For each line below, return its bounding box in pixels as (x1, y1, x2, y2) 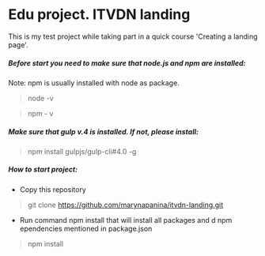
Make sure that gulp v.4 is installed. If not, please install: (8, 126, 199, 136)
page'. (8, 40, 29, 49)
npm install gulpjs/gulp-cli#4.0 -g (27, 146, 137, 156)
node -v (27, 93, 54, 103)
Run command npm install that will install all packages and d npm (19, 215, 233, 224)
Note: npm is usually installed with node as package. (8, 77, 180, 88)
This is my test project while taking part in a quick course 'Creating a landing (8, 32, 258, 41)
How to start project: (8, 164, 78, 175)
